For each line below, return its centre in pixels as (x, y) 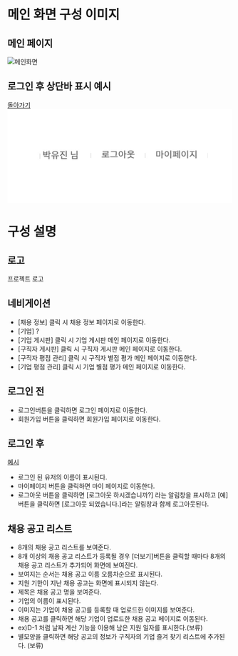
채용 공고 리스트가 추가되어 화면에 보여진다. (78, 565)
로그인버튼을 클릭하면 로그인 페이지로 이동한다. (83, 410)
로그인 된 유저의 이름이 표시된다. (62, 477)
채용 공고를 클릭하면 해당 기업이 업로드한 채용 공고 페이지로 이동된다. (113, 619)
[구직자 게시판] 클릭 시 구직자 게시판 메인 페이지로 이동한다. (100, 349)
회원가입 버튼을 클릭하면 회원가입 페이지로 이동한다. (89, 419)
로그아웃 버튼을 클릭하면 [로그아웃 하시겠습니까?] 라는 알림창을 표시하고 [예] (123, 495)
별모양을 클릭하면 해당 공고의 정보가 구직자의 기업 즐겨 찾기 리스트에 (112, 637)
